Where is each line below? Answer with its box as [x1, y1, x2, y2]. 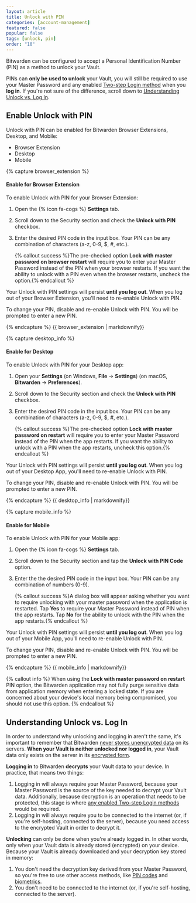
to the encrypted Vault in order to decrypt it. [14, 824, 121, 831]
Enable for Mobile [6, 521, 50, 528]
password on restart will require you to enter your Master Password [14, 432, 180, 439]
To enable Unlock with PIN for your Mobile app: [6, 535, 120, 542]
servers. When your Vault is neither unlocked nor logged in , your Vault [6, 745, 179, 752]
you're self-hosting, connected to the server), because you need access [14, 818, 190, 825]
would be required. [14, 806, 60, 813]
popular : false [6, 30, 43, 36]
